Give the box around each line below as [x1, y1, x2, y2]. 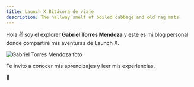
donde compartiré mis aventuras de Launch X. [6, 39, 120, 46]
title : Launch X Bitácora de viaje [6, 8, 94, 15]
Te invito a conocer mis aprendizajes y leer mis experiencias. [6, 62, 155, 69]
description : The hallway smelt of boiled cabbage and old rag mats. [6, 14, 182, 20]
